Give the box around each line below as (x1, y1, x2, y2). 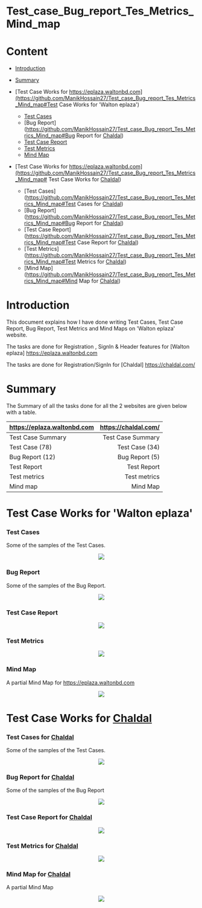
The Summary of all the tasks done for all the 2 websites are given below (6, 402, 188, 409)
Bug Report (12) (9, 453, 55, 461)
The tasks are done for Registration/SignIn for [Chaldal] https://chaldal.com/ (6, 361, 195, 369)
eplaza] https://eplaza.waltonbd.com (6, 349, 98, 357)
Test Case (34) (117, 443, 160, 451)
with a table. (6, 409, 37, 416)
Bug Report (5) (117, 453, 160, 461)
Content (6, 45, 48, 59)
